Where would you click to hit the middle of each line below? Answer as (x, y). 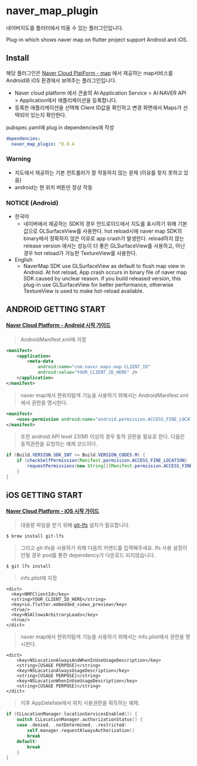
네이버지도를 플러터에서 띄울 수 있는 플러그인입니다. (65, 28)
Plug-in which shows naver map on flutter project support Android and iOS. (97, 39)
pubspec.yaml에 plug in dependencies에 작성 (60, 127)
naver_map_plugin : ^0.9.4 (43, 144)
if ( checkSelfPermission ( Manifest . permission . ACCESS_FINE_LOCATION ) (102, 461)
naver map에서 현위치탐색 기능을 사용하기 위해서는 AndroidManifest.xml (104, 395)
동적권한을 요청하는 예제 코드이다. (59, 444)
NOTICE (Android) (32, 203)
